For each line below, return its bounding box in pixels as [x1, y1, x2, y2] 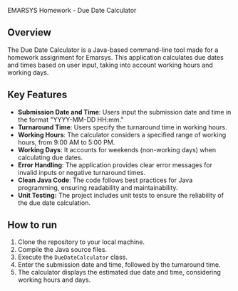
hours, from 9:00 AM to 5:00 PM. [17, 138, 115, 147]
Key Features [7, 89, 68, 101]
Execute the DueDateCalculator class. [17, 253, 128, 262]
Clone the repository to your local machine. [17, 238, 145, 246]
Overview [7, 26, 52, 38]
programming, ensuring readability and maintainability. [17, 183, 178, 191]
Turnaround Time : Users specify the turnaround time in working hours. [17, 122, 227, 131]
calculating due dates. [17, 153, 83, 162]
